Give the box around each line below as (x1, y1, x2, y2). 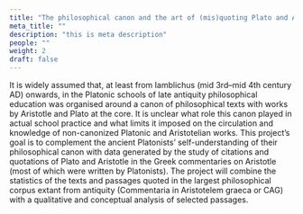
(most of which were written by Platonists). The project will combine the (9, 165, 277, 176)
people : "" (9, 38, 50, 48)
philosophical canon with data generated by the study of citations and (9, 147, 270, 157)
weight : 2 (9, 47, 47, 56)
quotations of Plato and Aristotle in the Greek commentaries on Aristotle (9, 156, 277, 166)
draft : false (9, 55, 59, 64)
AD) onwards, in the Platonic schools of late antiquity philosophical (9, 89, 258, 100)
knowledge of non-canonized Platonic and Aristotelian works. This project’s (9, 128, 290, 138)
